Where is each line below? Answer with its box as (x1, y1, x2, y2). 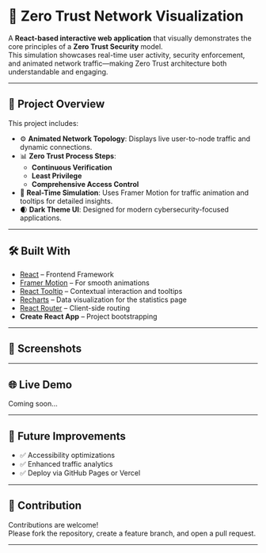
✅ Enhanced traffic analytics (19, 460, 113, 468)
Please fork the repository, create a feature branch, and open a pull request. (8, 528, 256, 538)
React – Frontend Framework (19, 269, 115, 279)
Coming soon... (8, 399, 58, 409)
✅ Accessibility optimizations (19, 451, 116, 460)
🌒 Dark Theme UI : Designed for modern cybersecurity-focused (19, 204, 230, 214)
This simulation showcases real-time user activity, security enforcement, (8, 50, 245, 59)
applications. (19, 213, 62, 223)
